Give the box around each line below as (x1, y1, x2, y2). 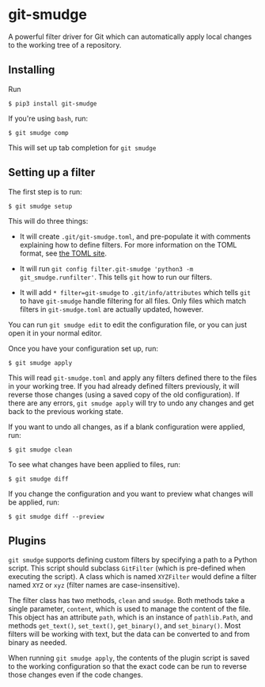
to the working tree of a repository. (8, 40, 122, 49)
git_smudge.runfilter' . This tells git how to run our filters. (19, 272, 212, 282)
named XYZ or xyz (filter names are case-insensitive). (8, 581, 180, 590)
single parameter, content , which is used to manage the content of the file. (8, 604, 252, 614)
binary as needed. (8, 638, 67, 647)
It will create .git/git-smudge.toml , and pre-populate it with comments (19, 232, 251, 241)
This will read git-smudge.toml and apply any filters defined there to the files (8, 373, 257, 382)
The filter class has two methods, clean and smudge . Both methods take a (8, 596, 245, 605)
